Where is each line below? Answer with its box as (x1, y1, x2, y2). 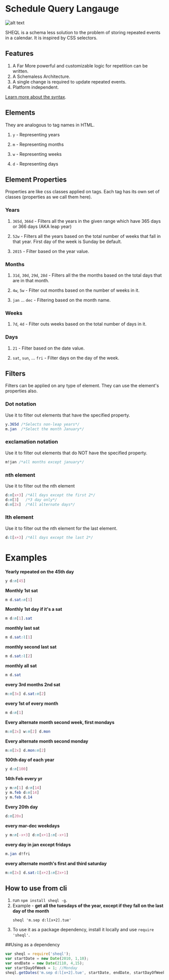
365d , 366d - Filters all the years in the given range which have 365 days (12, 218, 161, 224)
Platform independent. (12, 84, 59, 90)
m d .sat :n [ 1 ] (5, 597, 33, 602)
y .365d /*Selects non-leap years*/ (5, 422, 80, 427)
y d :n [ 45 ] (5, 578, 26, 584)
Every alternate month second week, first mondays (5, 719, 115, 725)
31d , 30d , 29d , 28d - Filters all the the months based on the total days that (12, 272, 162, 278)
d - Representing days (12, 160, 59, 167)
